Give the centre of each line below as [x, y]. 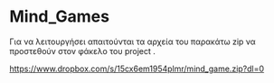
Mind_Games [60, 17]
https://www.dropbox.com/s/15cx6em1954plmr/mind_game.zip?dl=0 [137, 69]
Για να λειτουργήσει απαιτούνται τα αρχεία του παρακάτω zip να [132, 41]
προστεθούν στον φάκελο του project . [83, 51]
